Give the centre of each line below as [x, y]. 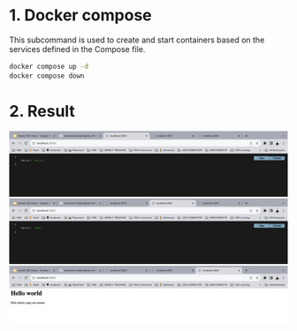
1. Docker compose [80, 15]
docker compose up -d [49, 66]
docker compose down [47, 76]
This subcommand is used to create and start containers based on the [137, 40]
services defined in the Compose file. [77, 49]
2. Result [42, 111]
